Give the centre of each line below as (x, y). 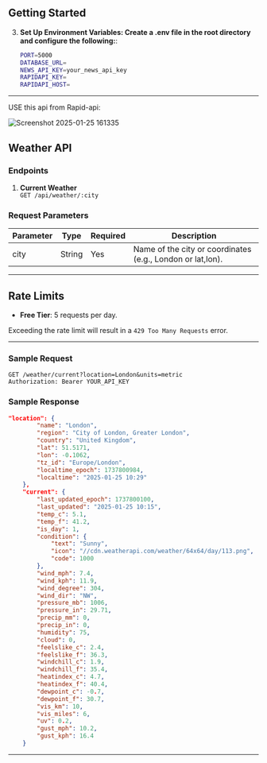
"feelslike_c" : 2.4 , (71, 647)
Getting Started (47, 13)
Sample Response (44, 402)
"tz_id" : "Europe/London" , (81, 463)
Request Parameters (48, 215)
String (72, 254)
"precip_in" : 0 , (64, 626)
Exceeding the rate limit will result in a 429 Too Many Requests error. (118, 330)
